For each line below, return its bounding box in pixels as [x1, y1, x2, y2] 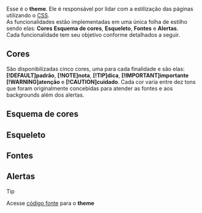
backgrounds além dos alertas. [6, 91, 84, 99]
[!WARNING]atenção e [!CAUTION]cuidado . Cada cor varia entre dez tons [6, 78, 196, 85]
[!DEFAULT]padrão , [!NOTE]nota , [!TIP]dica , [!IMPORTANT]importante [6, 72, 189, 79]
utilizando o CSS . [6, 12, 50, 19]
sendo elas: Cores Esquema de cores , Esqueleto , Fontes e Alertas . [6, 24, 179, 32]
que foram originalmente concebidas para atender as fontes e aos [6, 84, 173, 92]
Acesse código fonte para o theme [6, 199, 95, 207]
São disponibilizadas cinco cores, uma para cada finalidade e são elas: [6, 65, 185, 72]
